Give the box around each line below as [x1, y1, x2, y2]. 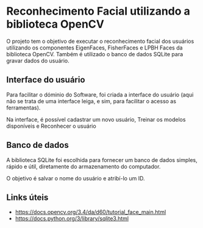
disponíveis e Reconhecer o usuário [6, 122, 96, 130]
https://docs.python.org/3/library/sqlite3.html [15, 215, 129, 222]
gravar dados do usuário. [6, 57, 70, 64]
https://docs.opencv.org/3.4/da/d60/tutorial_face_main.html [15, 208, 166, 216]
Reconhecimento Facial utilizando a [6, 4, 191, 18]
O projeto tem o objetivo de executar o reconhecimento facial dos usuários [6, 37, 194, 45]
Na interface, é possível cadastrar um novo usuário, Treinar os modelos [6, 116, 186, 123]
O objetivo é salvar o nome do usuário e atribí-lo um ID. [6, 174, 145, 182]
